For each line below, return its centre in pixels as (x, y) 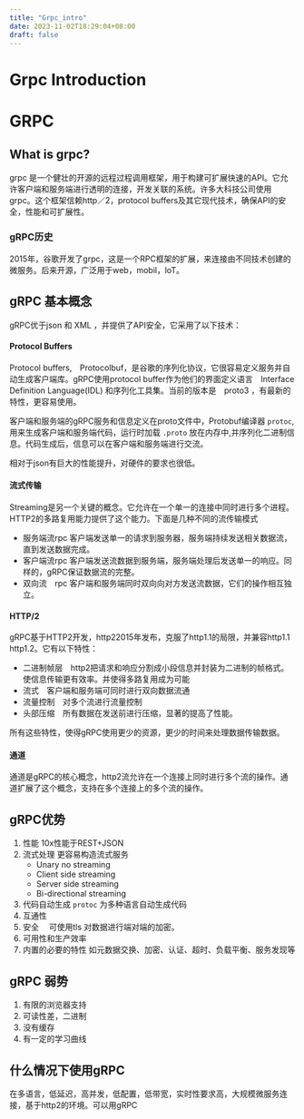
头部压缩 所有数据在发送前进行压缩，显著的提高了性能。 (130, 713)
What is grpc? (50, 155)
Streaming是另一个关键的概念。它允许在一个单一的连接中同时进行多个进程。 (152, 507)
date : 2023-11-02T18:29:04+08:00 (73, 26)
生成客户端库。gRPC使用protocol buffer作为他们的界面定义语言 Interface (156, 378)
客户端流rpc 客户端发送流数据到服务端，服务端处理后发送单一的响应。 (153, 561)
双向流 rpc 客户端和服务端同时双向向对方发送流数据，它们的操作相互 (153, 584)
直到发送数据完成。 (59, 549)
